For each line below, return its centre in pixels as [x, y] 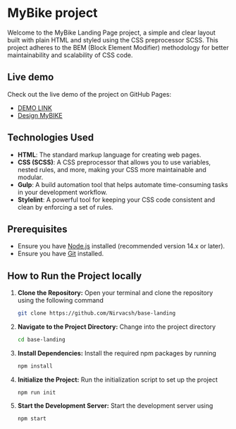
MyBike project [52, 13]
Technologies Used [50, 138]
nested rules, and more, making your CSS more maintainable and [112, 169]
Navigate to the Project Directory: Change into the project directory [117, 327]
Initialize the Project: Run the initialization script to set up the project [118, 380]
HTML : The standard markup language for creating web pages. [110, 155]
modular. [30, 177]
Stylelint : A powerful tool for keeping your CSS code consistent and [116, 200]
